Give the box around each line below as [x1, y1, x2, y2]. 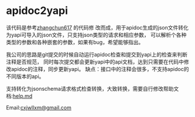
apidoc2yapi [6, 4, 69, 17]
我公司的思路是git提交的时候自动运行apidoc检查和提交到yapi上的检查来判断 [6, 51, 187, 58]
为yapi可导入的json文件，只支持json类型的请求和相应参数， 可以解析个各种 [6, 31, 187, 38]
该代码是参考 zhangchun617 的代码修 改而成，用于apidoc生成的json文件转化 [6, 24, 189, 31]
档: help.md [6, 92, 33, 100]
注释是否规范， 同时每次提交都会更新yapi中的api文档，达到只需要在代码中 [6, 58, 184, 65]
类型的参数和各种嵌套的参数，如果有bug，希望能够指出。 [6, 38, 144, 45]
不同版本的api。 [6, 73, 45, 80]
